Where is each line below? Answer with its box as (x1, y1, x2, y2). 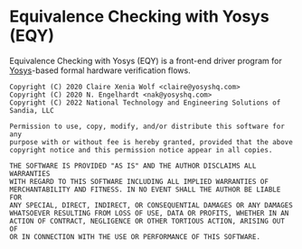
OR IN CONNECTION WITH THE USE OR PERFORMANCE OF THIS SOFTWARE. (9, 232, 260, 241)
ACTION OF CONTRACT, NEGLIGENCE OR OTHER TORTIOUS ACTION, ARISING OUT (9, 217, 285, 226)
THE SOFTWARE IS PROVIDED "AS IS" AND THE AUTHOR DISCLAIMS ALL (9, 161, 257, 171)
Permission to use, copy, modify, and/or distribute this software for (9, 122, 285, 131)
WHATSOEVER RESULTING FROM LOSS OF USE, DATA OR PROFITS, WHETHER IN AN (9, 208, 289, 217)
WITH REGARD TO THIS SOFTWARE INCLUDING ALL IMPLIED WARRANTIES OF (9, 177, 269, 186)
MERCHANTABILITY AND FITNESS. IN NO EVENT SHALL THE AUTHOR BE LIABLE (9, 185, 281, 194)
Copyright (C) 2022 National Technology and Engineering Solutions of (9, 97, 281, 107)
